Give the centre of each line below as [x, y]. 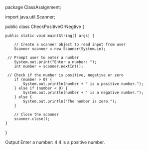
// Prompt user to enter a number [43, 57]
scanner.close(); [32, 119]
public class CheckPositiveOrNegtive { [45, 26]
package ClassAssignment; [33, 7]
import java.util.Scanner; [30, 17]
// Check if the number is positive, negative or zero [65, 75]
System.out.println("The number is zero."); [70, 101]
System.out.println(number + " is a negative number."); [83, 92]
